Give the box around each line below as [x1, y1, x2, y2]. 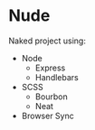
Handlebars [34, 71, 79, 82]
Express [34, 62, 66, 73]
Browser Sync [21, 110, 74, 121]
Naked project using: [8, 35, 87, 46]
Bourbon [34, 91, 69, 102]
